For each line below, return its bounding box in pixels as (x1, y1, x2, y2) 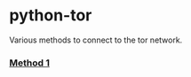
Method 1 (9, 57, 51, 69)
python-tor (9, 5, 92, 26)
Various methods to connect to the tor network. (9, 35, 183, 45)
